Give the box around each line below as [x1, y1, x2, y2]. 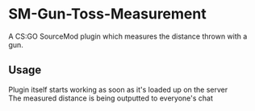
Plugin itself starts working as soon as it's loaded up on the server [8, 84, 228, 94]
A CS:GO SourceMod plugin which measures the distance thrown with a [8, 31, 248, 41]
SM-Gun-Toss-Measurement [8, 5, 207, 23]
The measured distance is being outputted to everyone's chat [8, 93, 214, 103]
